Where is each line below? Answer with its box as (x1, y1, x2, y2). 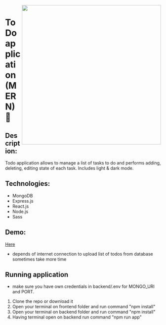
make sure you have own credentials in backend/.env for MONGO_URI (12, 283, 155, 289)
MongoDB (12, 193, 33, 199)
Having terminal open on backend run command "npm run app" (12, 314, 142, 320)
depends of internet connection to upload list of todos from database (12, 251, 153, 257)
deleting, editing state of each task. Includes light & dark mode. (5, 165, 134, 171)
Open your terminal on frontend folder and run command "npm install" (12, 304, 156, 310)
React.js (12, 203, 29, 209)
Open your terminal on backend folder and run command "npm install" (12, 309, 156, 315)
